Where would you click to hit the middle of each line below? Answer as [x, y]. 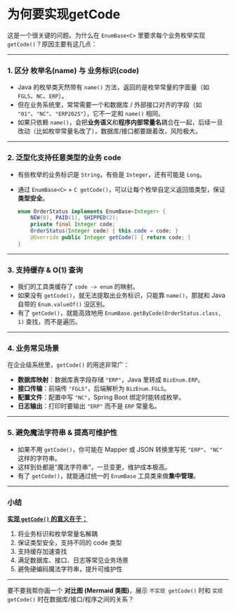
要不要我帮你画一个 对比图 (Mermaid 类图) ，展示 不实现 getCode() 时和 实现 [115, 590]
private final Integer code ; [73, 225]
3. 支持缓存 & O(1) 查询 [45, 270]
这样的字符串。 [39, 458]
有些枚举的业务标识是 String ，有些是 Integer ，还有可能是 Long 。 [111, 174]
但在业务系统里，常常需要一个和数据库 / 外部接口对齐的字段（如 [110, 105]
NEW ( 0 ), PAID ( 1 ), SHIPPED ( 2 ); [75, 218]
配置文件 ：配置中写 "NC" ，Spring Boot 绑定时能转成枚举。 [101, 397]
